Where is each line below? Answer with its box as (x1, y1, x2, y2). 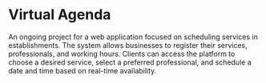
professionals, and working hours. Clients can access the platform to (8, 49, 236, 58)
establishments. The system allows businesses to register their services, (8, 40, 248, 49)
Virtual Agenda (8, 6, 111, 24)
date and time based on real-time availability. (8, 65, 157, 75)
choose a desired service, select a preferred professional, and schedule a (8, 57, 252, 67)
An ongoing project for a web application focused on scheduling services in (8, 32, 258, 41)
